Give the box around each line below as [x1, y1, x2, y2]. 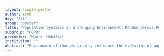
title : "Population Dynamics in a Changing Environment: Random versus [5, 25, 154, 30]
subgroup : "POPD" [5, 30, 41, 35]
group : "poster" [5, 20, 38, 26]
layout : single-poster [5, 7, 51, 12]
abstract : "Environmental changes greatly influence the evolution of [5, 43, 152, 48]
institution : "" [5, 39, 38, 44]
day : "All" [5, 16, 27, 21]
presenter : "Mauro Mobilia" [5, 35, 64, 39]
